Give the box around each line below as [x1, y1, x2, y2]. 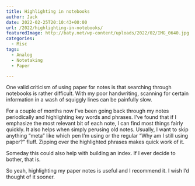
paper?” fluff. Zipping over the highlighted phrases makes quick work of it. [6, 138, 185, 146]
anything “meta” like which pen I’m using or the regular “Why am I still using [6, 132, 189, 139]
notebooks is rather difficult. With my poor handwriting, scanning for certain [6, 90, 189, 97]
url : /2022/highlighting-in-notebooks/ [6, 24, 103, 31]
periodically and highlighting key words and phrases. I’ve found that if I [6, 114, 177, 121]
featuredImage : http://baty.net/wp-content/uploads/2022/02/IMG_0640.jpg [6, 30, 190, 36]
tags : [6, 47, 19, 52]
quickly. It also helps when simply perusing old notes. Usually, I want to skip [6, 126, 189, 133]
